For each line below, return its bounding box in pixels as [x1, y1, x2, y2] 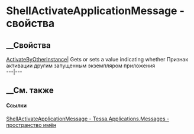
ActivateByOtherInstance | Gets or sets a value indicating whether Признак [6, 56, 188, 63]
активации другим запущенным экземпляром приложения [6, 62, 156, 69]
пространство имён [6, 121, 57, 128]
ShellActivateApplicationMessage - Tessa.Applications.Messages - [6, 115, 170, 122]
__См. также [6, 86, 54, 96]
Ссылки [6, 102, 27, 109]
